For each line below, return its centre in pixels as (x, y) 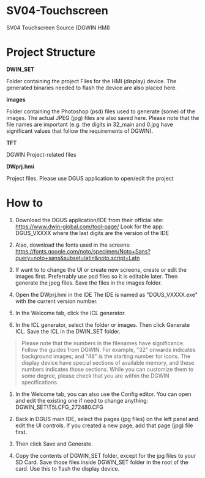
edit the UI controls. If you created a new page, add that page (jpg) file (104, 425)
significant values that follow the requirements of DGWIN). (80, 131)
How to (25, 203)
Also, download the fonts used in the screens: (73, 245)
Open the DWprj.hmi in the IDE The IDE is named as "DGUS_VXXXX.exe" (106, 294)
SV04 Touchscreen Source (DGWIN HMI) (58, 28)
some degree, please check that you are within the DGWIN (95, 375)
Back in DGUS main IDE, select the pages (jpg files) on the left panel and (107, 419)
